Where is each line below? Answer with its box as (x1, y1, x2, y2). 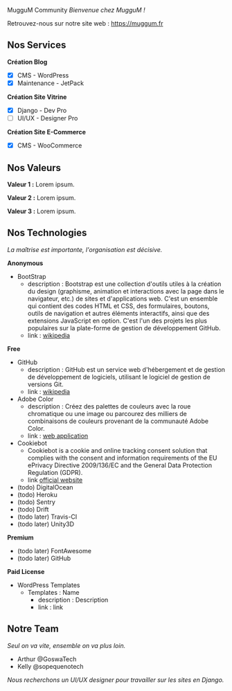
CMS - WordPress (17, 71, 69, 79)
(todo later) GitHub (17, 554, 71, 562)
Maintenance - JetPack (17, 79, 84, 87)
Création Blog (7, 57, 48, 66)
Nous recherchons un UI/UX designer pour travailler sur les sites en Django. (7, 675, 224, 684)
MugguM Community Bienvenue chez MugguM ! (7, 6, 145, 14)
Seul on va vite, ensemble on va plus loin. (7, 641, 126, 649)
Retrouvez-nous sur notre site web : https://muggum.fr (7, 19, 163, 27)
